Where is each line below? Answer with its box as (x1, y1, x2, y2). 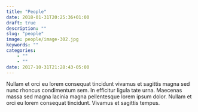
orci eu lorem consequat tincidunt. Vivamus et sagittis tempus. (6, 99, 160, 107)
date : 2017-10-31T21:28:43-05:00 (6, 64, 90, 70)
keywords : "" (6, 42, 39, 48)
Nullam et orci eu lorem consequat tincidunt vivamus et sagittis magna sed (6, 80, 190, 88)
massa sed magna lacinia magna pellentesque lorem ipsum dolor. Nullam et (6, 93, 192, 100)
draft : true (6, 20, 36, 26)
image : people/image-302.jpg (6, 36, 79, 42)
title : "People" (6, 8, 47, 15)
